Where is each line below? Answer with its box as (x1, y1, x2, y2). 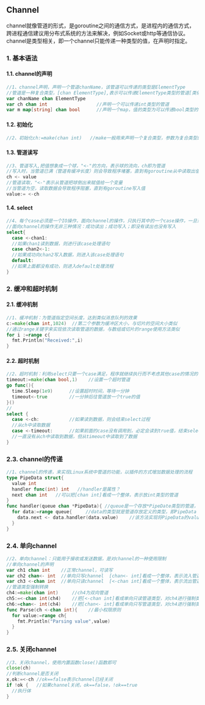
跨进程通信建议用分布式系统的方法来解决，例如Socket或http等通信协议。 (6, 29, 189, 37)
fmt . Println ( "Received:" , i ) (12, 337, 84, 344)
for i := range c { (6, 332, 51, 338)
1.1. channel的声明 (6, 70, 52, 78)
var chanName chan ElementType (6, 95, 86, 101)
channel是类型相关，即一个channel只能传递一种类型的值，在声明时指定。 (6, 37, 191, 45)
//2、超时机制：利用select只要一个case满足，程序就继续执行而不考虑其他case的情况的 (6, 371, 198, 378)
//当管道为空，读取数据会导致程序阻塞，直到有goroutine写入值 (6, 186, 146, 192)
